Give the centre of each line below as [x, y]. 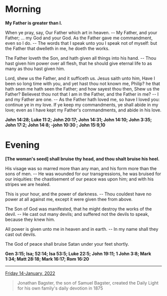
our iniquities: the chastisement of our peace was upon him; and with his [80, 179]
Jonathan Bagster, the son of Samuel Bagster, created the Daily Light [88, 283]
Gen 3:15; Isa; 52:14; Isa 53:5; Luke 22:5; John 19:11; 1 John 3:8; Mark [78, 253]
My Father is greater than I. [34, 23]
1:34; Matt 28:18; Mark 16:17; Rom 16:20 [47, 259]
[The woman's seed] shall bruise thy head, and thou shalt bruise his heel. [83, 159]
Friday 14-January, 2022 [30, 273]
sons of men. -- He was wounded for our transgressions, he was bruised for [83, 174]
